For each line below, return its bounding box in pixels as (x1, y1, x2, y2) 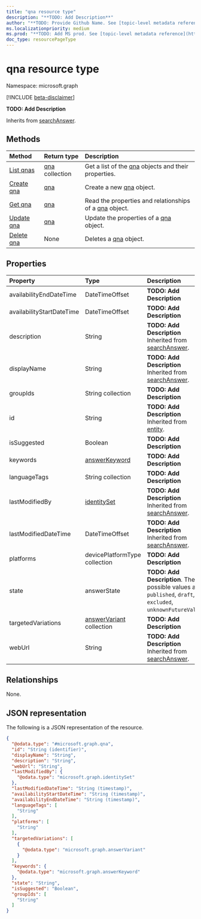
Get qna (9, 200, 32, 208)
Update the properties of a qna (84, 214, 172, 222)
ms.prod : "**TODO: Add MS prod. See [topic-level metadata (6, 31, 157, 37)
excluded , (147, 598, 173, 606)
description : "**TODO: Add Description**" (6, 14, 114, 20)
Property (9, 276, 35, 285)
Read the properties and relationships (84, 196, 190, 205)
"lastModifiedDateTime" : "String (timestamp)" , (11, 786, 133, 792)
